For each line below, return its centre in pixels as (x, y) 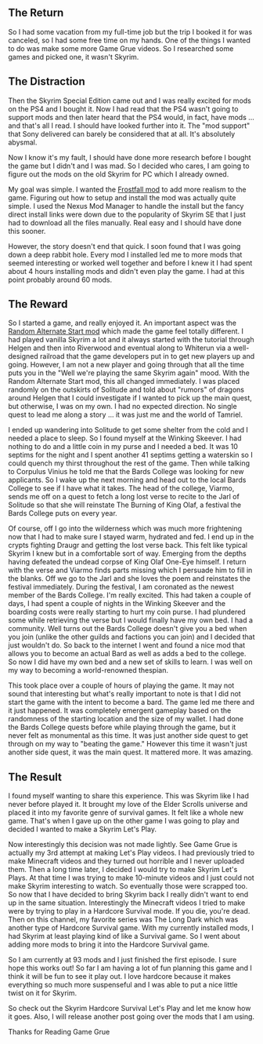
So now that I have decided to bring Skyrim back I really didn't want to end (128, 895)
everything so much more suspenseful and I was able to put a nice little (123, 985)
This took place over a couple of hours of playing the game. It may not (121, 685)
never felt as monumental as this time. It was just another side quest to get (128, 736)
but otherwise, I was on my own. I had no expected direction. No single (122, 407)
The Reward (38, 304)
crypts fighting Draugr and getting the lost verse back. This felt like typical (128, 546)
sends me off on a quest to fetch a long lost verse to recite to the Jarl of (124, 497)
